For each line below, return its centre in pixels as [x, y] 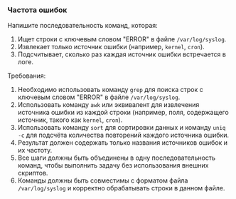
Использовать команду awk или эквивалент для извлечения [108, 105]
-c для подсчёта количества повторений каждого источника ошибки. [123, 135]
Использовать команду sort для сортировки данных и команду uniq [122, 128]
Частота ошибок [37, 10]
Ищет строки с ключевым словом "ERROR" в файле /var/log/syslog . [122, 39]
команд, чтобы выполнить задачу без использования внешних [113, 165]
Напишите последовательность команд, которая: [82, 26]
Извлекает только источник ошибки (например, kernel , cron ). [111, 47]
